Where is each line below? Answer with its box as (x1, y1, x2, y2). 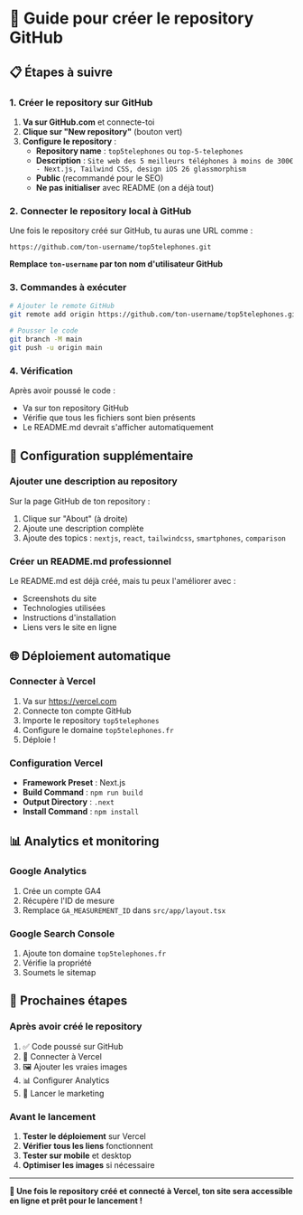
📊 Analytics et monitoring (9, 834, 160, 849)
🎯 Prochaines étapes (9, 994, 128, 1009)
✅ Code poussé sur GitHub (22, 1041, 124, 1051)
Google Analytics (9, 865, 87, 878)
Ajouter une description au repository (9, 475, 178, 487)
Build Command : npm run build (22, 786, 143, 798)
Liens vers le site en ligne (22, 622, 117, 633)
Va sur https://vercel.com (22, 695, 117, 706)
